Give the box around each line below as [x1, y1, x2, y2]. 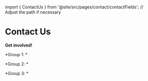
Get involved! [5, 42, 33, 48]
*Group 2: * [5, 61, 29, 67]
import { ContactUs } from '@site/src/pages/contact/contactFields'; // [5, 4, 144, 10]
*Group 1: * [5, 51, 28, 57]
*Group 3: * [5, 70, 29, 76]
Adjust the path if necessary [5, 9, 61, 15]
